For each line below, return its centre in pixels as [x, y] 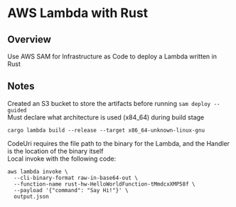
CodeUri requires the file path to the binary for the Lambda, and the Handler [118, 143]
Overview [29, 39]
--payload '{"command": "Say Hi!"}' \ [71, 190]
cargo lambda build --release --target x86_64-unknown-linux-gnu [106, 130]
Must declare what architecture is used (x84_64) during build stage [106, 117]
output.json [32, 196]
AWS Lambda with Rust [78, 13]
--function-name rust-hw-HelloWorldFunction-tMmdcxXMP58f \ [104, 184]
